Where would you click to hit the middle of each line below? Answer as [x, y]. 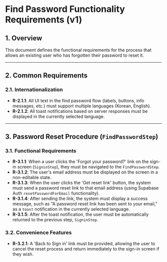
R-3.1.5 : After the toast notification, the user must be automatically [81, 214]
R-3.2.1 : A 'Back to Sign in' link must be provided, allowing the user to [84, 243]
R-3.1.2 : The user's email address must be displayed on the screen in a [85, 172]
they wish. [23, 254]
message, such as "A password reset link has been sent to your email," [85, 204]
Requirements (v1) [44, 20]
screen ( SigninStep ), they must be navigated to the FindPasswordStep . [88, 167]
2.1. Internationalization [34, 89]
